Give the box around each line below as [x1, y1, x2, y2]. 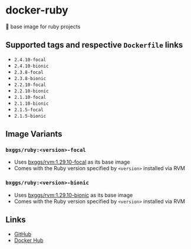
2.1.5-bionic [14, 113, 47, 119]
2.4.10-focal [14, 57, 47, 62]
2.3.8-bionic [14, 75, 47, 81]
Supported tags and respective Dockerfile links [5, 40, 183, 50]
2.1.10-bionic [14, 101, 49, 107]
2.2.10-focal [14, 82, 47, 88]
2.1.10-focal [14, 94, 47, 100]
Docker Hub [14, 237, 44, 244]
